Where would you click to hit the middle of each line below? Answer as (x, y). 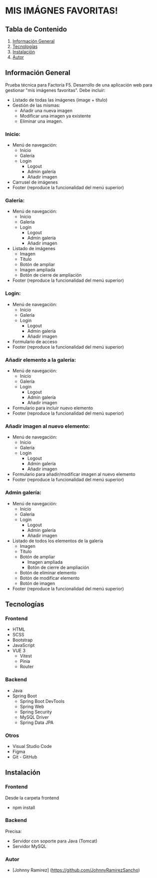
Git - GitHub (25, 757)
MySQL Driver (34, 717)
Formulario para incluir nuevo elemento (53, 408)
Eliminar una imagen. (41, 121)
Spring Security (36, 712)
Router (27, 667)
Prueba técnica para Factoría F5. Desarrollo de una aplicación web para (79, 85)
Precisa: (13, 831)
